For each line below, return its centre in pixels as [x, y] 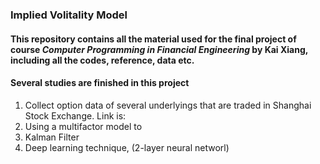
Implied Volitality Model [69, 15]
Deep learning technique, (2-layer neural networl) [127, 147]
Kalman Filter [52, 137]
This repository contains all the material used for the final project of [153, 39]
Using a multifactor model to [83, 126]
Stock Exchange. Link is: [75, 115]
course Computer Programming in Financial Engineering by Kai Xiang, [159, 49]
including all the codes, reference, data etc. [102, 60]
